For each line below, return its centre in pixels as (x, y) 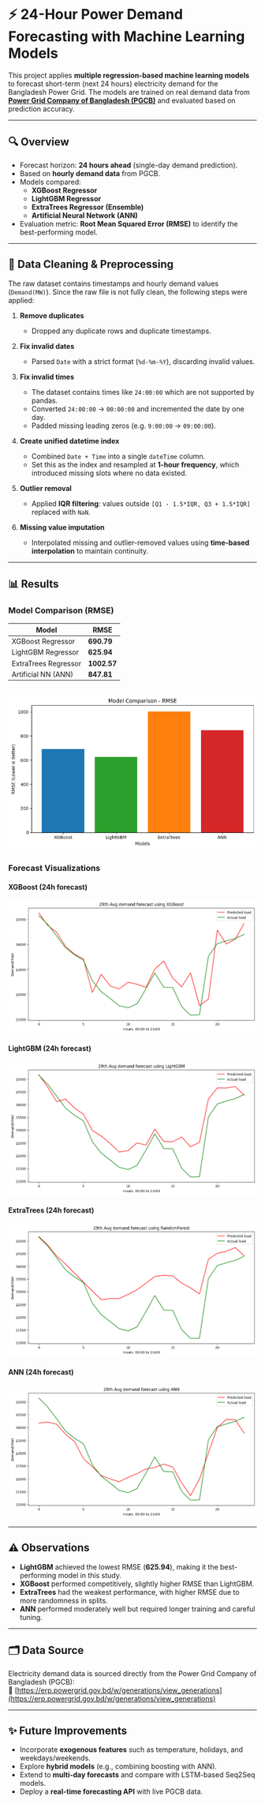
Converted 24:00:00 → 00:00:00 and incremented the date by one (138, 409)
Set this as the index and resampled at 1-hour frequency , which (135, 464)
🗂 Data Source (46, 1650)
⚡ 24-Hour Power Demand (96, 15)
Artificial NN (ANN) (42, 674)
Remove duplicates (52, 315)
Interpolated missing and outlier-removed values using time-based (140, 542)
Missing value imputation (62, 527)
